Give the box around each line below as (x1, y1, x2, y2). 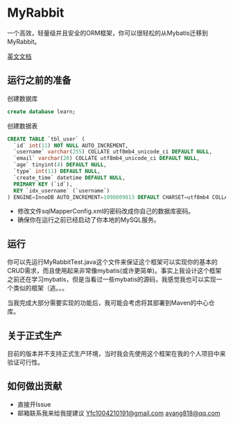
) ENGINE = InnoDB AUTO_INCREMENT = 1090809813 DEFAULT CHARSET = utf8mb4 (7, 193, 209, 201)
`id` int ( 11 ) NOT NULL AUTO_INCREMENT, (13, 142, 129, 149)
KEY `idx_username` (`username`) (13, 187, 110, 194)
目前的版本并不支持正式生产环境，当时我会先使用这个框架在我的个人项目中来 (7, 350, 226, 357)
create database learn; (7, 108, 76, 115)
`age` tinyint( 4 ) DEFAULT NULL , (13, 161, 107, 168)
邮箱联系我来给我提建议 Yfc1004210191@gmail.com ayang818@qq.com (17, 409, 221, 417)
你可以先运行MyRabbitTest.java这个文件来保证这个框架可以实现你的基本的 (7, 258, 218, 266)
